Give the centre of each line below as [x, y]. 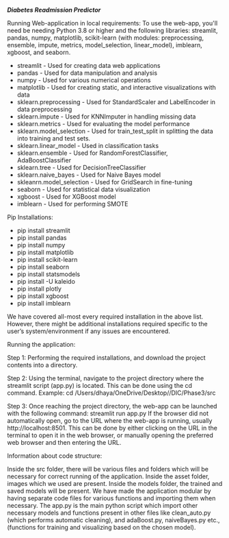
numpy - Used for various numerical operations [84, 80]
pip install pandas [42, 238]
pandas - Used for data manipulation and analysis [87, 73]
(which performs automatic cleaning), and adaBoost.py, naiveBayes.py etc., [113, 520]
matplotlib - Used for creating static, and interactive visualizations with [117, 87]
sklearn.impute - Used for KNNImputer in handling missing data [106, 117]
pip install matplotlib [45, 252]
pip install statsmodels [49, 274]
